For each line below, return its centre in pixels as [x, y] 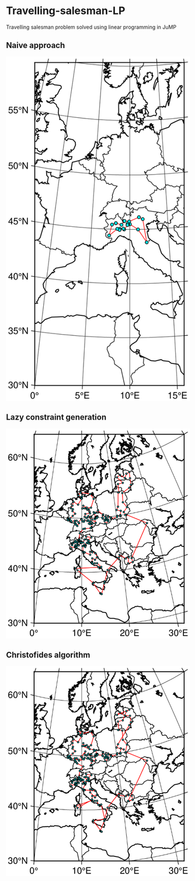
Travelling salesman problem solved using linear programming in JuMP [91, 27]
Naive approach [36, 45]
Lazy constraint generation [56, 417]
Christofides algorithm [48, 655]
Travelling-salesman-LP [66, 11]
